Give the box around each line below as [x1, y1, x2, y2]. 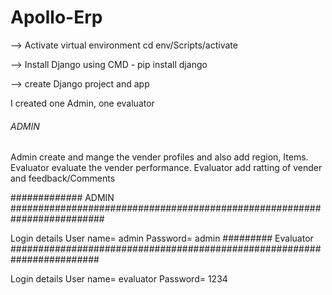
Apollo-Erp [10, 6, 103, 29]
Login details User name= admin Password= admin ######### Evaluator [10, 232, 314, 245]
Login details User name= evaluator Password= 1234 [10, 273, 228, 285]
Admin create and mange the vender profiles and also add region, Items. [10, 151, 309, 163]
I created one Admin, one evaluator [10, 97, 155, 109]
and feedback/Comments [10, 172, 116, 185]
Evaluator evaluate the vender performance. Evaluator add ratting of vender [10, 162, 323, 174]
